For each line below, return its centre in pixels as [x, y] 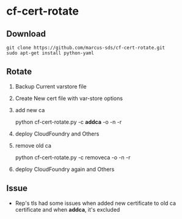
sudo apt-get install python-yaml [50, 53]
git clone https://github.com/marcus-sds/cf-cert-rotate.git [86, 48]
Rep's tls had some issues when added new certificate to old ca [95, 203]
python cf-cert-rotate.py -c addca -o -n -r [68, 122]
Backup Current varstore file [51, 86]
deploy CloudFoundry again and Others [65, 169]
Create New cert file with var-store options [69, 98]
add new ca [30, 110]
